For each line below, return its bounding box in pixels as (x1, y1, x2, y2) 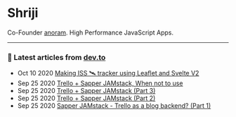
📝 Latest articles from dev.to (7, 52, 106, 62)
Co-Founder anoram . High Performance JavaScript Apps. (7, 28, 174, 37)
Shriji (7, 5, 39, 21)
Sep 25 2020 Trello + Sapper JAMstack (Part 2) (17, 94, 156, 103)
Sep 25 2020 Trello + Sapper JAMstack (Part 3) (17, 87, 156, 95)
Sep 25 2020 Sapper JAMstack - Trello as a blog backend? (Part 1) (17, 101, 211, 110)
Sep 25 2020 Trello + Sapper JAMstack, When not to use (17, 79, 183, 87)
